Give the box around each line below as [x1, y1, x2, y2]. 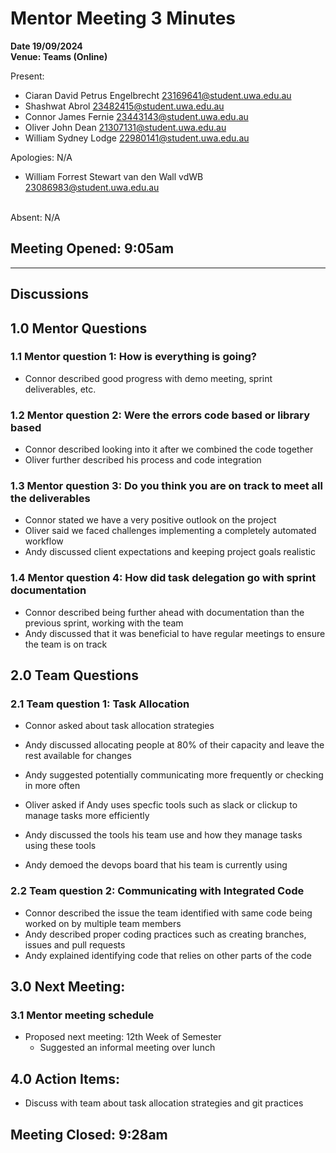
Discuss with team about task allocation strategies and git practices [24, 1097, 304, 1109]
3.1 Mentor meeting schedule [10, 1008, 155, 1022]
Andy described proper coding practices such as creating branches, [24, 928, 307, 940]
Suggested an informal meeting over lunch [39, 1042, 216, 1054]
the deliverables [10, 492, 91, 506]
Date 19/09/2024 [10, 40, 83, 52]
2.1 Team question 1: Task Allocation [10, 697, 190, 711]
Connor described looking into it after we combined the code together [24, 443, 314, 456]
